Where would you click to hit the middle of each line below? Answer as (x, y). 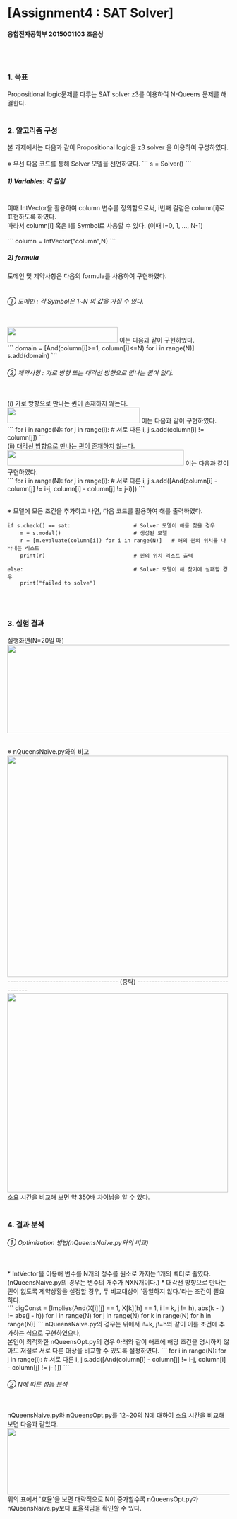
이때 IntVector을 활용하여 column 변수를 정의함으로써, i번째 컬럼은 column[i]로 (116, 207)
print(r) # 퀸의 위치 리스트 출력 (107, 556)
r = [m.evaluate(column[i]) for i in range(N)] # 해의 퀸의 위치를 (119, 541)
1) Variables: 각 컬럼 (36, 181)
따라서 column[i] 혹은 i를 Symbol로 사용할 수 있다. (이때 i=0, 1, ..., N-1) (105, 225)
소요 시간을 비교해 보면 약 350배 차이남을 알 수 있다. (79, 1197)
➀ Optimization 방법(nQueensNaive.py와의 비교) (78, 1243)
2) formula (23, 257)
